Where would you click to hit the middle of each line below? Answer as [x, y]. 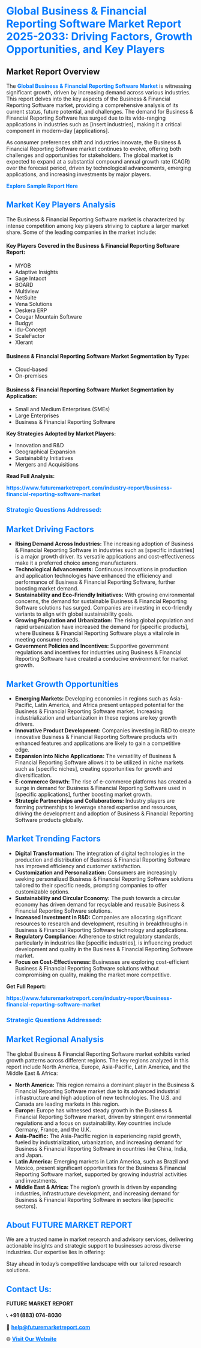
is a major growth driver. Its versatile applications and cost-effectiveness [105, 557]
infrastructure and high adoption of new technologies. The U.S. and [98, 1097]
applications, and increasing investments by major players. [79, 174]
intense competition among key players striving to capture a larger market [97, 225]
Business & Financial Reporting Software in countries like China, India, [101, 1148]
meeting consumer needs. [47, 640]
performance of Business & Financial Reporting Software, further [95, 582]
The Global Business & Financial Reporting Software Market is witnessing [99, 86]
